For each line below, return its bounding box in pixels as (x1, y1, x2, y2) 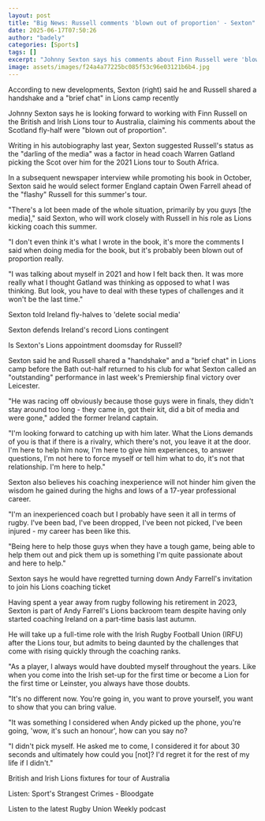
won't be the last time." (8, 294, 84, 304)
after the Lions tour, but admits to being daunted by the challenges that (8, 638, 239, 647)
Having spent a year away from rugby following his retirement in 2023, (8, 597, 237, 607)
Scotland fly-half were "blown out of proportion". (8, 125, 167, 134)
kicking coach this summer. (8, 221, 97, 231)
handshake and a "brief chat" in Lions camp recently (8, 93, 179, 103)
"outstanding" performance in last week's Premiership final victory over (8, 373, 241, 382)
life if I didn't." (8, 758, 54, 767)
